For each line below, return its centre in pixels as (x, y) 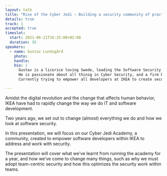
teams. (12, 169)
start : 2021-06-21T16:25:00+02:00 (45, 38)
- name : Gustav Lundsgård (37, 51)
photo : (21, 56)
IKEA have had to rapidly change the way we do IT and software (71, 103)
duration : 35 (23, 42)
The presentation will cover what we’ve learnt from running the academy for (83, 153)
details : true (20, 19)
